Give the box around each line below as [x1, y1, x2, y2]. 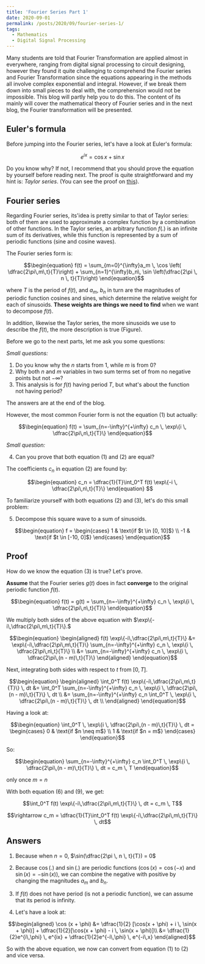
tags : [6, 26, 20, 32]
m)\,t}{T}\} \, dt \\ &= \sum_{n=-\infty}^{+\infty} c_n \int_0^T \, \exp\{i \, [19, 690, 196, 698]
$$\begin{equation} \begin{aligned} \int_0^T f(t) [9, 678, 130, 685]
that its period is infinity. [15, 897, 76, 904]
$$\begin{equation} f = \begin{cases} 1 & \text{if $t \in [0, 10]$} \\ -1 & [15, 527, 190, 534]
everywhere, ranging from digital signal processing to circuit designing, [6, 61, 185, 68]
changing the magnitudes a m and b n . [15, 876, 109, 886]
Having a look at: [6, 709, 49, 716]
